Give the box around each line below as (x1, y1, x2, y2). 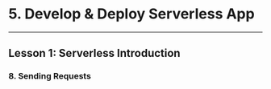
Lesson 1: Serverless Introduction (8, 47, 181, 60)
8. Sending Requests (8, 71, 91, 82)
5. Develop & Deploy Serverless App (8, 5, 256, 23)
